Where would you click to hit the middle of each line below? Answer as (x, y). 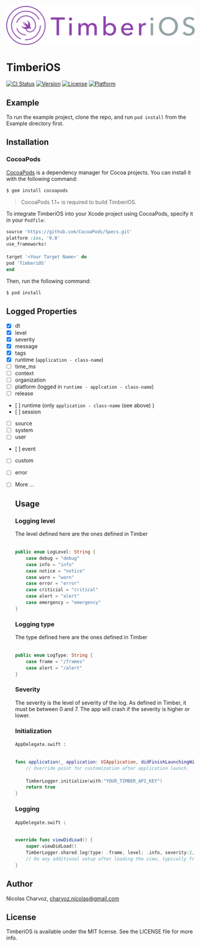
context (24, 373)
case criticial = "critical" (62, 590)
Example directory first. (35, 123)
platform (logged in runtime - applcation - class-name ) (84, 387)
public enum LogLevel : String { (55, 552)
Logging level (35, 521)
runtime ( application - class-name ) (59, 359)
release (24, 394)
